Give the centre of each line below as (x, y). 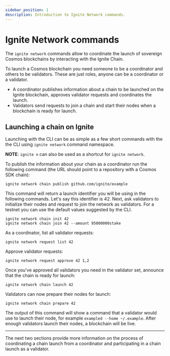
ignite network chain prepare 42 (40, 304)
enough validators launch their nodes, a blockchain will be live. (71, 324)
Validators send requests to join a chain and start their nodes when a (84, 106)
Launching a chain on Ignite (50, 127)
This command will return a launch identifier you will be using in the (75, 193)
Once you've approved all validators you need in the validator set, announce (84, 270)
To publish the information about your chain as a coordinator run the (76, 164)
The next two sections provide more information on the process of (74, 338)
